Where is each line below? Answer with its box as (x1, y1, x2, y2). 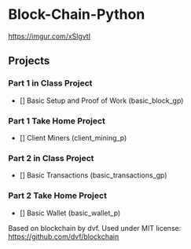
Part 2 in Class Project (8, 152, 94, 163)
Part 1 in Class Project (8, 78, 93, 89)
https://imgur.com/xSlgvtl (8, 31, 90, 41)
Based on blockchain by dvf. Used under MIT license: (8, 223, 182, 233)
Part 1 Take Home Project (8, 115, 106, 126)
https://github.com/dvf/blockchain (8, 232, 119, 241)
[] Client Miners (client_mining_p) (19, 133, 127, 142)
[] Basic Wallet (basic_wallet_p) (19, 208, 121, 218)
